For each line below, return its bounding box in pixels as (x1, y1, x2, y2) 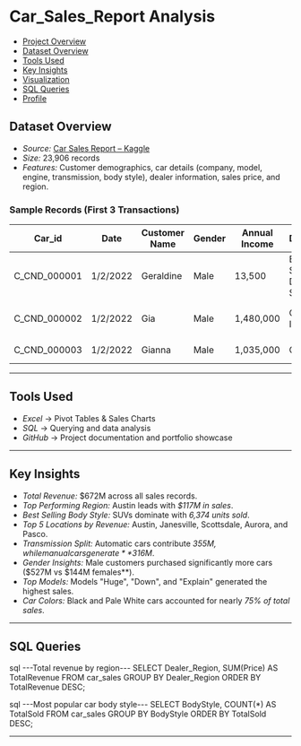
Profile (21, 92, 47, 104)
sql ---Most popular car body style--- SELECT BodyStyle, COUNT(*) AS (9, 699, 277, 710)
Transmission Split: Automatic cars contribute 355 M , (21, 538, 217, 549)
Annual (241, 227, 273, 239)
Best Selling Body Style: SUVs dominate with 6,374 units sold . (21, 509, 250, 520)
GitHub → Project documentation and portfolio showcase (21, 432, 233, 443)
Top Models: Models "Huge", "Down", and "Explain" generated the (21, 576, 268, 586)
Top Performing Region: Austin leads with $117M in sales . (21, 499, 234, 510)
